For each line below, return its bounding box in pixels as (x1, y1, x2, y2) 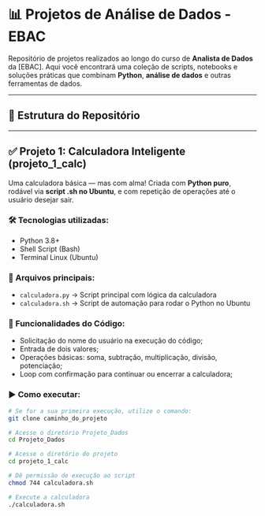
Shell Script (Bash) (19, 244, 80, 254)
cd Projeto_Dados (8, 436, 65, 444)
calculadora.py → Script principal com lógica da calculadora (19, 290, 217, 299)
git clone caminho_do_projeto (8, 414, 108, 422)
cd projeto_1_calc (8, 458, 69, 466)
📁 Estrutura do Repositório (8, 109, 140, 122)
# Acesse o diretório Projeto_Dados (8, 429, 129, 436)
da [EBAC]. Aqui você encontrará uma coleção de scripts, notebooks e (8, 61, 238, 71)
